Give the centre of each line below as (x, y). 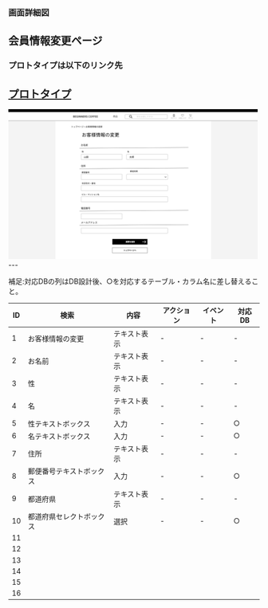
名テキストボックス (59, 436)
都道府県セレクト (56, 516)
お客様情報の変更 (56, 338)
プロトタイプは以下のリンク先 (66, 65)
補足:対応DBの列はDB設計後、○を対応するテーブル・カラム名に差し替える (130, 281)
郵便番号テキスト (55, 471)
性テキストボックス (59, 423)
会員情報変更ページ (55, 41)
